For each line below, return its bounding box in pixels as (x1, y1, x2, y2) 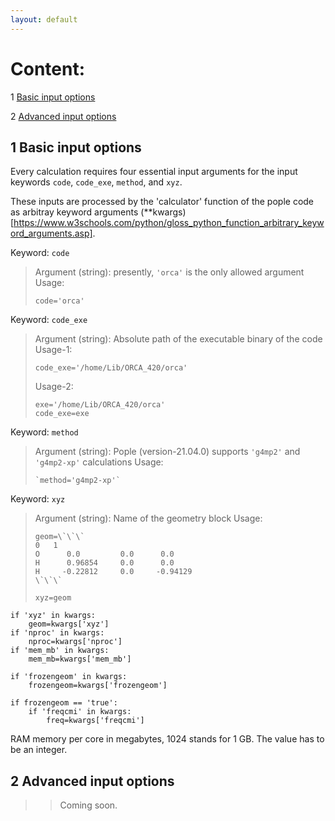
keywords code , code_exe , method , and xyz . (10, 176, 183, 188)
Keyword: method (10, 426, 79, 438)
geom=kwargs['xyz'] (28, 619, 110, 630)
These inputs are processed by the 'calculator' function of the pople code (10, 196, 315, 208)
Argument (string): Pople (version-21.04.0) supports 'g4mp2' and (34, 446, 301, 458)
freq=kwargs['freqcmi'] (46, 716, 145, 726)
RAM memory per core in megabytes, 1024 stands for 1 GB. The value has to (10, 733, 325, 745)
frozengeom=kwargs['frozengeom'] (28, 681, 168, 691)
